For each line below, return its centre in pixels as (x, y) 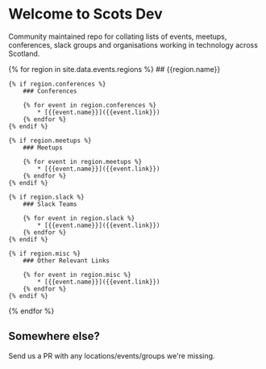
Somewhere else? (54, 336)
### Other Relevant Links (66, 260)
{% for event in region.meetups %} (83, 161)
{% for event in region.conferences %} (90, 105)
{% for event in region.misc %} (77, 275)
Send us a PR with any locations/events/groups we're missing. (112, 355)
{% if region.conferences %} (57, 84)
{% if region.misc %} (45, 254)
